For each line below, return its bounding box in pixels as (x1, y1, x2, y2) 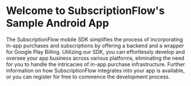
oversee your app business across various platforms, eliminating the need (6, 54, 185, 61)
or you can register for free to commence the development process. (6, 73, 170, 80)
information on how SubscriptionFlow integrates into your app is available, (6, 67, 185, 74)
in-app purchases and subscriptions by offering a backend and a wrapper (6, 42, 185, 49)
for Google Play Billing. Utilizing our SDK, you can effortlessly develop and (6, 48, 185, 55)
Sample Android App (6, 16, 110, 30)
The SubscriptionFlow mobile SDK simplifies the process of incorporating (6, 36, 183, 43)
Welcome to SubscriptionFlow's (6, 4, 165, 18)
